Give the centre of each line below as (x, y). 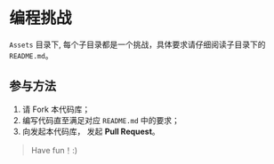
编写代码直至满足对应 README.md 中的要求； (101, 120)
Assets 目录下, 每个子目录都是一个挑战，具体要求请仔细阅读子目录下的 (137, 44)
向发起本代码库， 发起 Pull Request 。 (91, 131)
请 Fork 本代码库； (56, 109)
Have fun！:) (54, 150)
